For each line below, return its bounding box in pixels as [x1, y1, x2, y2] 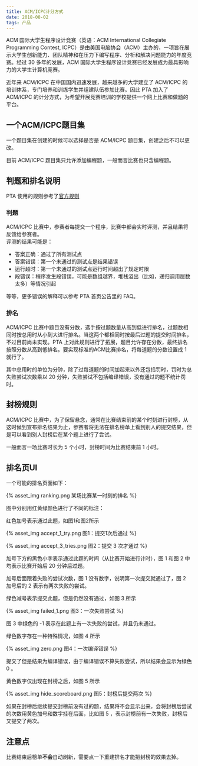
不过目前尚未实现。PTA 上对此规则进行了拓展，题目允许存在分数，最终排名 [6, 338, 188, 345]
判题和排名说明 [6, 176, 61, 186]
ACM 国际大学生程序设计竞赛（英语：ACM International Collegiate [6, 37, 167, 44]
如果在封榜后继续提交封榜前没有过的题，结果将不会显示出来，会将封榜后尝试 [6, 703, 192, 710]
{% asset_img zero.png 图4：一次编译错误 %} [6, 645, 118, 652]
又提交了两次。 [6, 717, 42, 725]
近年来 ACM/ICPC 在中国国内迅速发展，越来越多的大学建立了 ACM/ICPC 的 [6, 79, 188, 86]
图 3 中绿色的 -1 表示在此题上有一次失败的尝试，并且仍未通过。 [6, 620, 159, 627]
